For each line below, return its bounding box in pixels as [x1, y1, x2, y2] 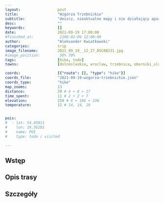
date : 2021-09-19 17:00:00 [5, 30, 99, 35]
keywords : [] [5, 25, 62, 30]
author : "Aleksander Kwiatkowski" [5, 39, 110, 44]
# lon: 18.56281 [5, 125, 45, 130]
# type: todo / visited [5, 134, 60, 139]
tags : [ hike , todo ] [5, 57, 84, 62]
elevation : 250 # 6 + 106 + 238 [5, 98, 99, 103]
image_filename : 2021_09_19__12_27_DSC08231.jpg [5, 48, 123, 53]
